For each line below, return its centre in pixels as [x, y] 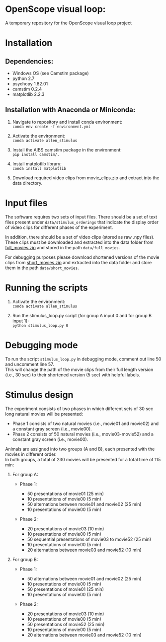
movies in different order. [31, 454]
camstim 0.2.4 [27, 89]
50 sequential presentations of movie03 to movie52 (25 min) [89, 539]
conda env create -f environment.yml [51, 127]
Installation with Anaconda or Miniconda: [70, 110]
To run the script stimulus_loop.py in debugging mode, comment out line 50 [83, 359]
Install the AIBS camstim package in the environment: [67, 149]
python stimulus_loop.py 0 [40, 325]
